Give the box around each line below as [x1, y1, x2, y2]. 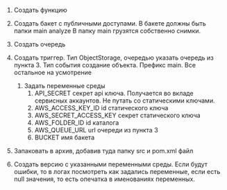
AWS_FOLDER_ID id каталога [34, 119, 119, 127]
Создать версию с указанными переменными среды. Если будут [13, 160, 208, 169]
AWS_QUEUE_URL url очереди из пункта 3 [34, 126, 158, 134]
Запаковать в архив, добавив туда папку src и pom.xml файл [13, 147, 194, 155]
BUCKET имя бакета [34, 133, 95, 141]
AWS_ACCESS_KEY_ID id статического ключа [34, 104, 169, 112]
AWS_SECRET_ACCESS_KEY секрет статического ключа [34, 111, 201, 119]
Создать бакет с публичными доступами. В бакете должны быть [13, 19, 206, 27]
